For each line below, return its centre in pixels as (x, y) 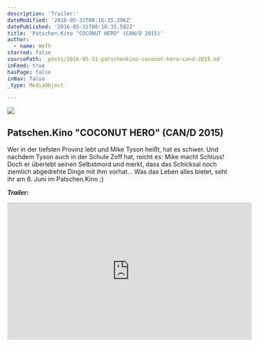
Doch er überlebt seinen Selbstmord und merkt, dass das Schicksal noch (112, 164)
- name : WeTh (32, 46)
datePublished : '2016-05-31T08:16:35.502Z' (72, 27)
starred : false (29, 53)
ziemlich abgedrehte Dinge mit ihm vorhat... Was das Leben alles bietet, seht (117, 172)
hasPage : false (29, 72)
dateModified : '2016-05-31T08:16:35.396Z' (70, 20)
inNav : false (26, 79)
